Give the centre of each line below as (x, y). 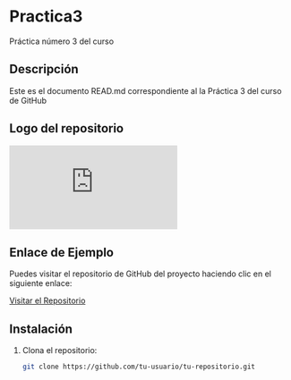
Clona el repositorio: (60, 350)
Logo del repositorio (66, 128)
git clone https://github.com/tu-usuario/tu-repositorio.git (139, 367)
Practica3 (46, 17)
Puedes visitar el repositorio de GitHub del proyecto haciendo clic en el (140, 274)
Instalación (41, 329)
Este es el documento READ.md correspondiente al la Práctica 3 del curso (145, 90)
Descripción (44, 69)
